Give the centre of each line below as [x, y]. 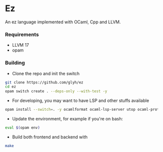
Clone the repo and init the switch [46, 73]
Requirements [22, 34]
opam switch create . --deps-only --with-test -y [56, 91]
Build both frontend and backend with [50, 137]
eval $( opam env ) [23, 128]
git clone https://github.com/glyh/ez [44, 82]
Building [15, 63]
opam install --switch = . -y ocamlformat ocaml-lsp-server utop [70, 110]
